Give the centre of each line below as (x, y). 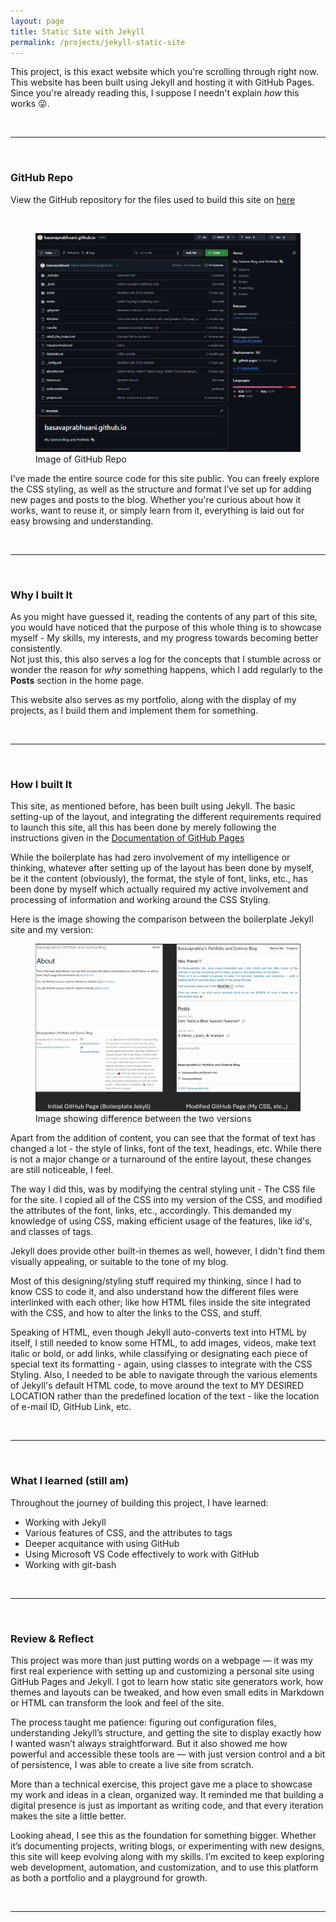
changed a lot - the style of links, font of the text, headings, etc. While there (166, 1149)
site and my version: (52, 930)
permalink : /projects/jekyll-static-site (98, 42)
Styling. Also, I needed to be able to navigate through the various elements (164, 1375)
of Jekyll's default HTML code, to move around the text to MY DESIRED (157, 1386)
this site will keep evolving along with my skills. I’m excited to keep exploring (167, 1856)
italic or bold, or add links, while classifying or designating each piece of (159, 1354)
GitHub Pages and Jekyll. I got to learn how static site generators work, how (167, 1681)
